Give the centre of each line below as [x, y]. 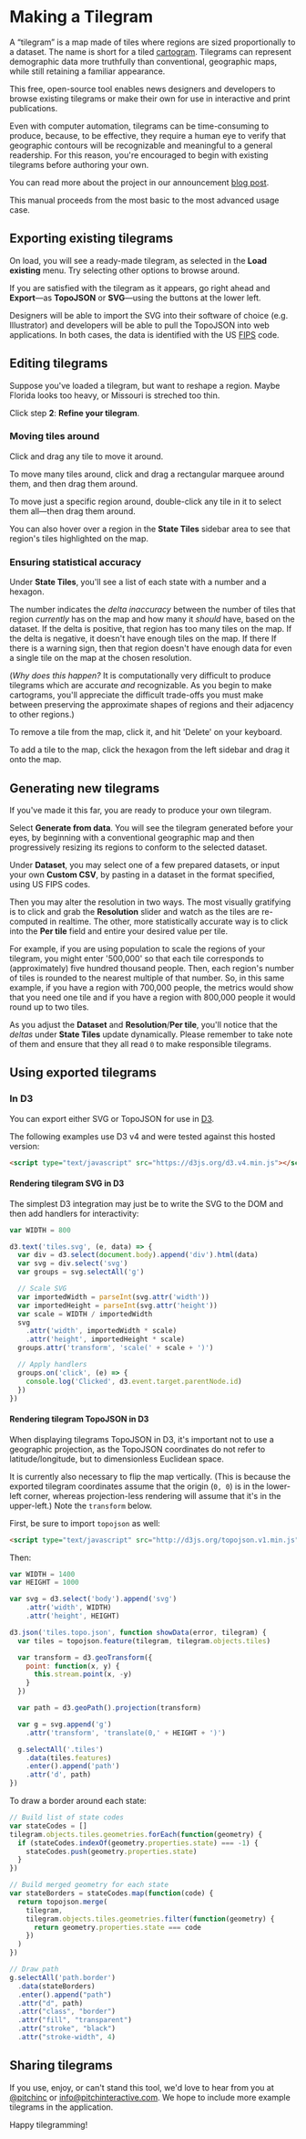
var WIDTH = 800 [40, 1230]
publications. [34, 108]
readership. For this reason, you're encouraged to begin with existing [139, 155]
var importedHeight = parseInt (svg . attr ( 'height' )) [118, 1305]
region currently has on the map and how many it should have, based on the [153, 619]
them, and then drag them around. [74, 483]
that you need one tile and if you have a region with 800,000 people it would [153, 997]
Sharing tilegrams [61, 2066]
